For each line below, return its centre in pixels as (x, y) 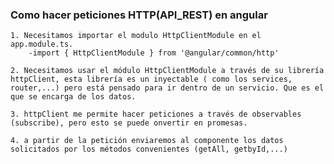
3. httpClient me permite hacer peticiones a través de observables (156, 114)
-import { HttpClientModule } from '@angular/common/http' (154, 53)
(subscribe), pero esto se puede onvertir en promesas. (129, 123)
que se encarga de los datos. (73, 97)
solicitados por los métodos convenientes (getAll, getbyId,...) (149, 149)
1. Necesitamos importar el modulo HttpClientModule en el (136, 36)
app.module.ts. (42, 44)
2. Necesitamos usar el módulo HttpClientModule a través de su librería (167, 71)
